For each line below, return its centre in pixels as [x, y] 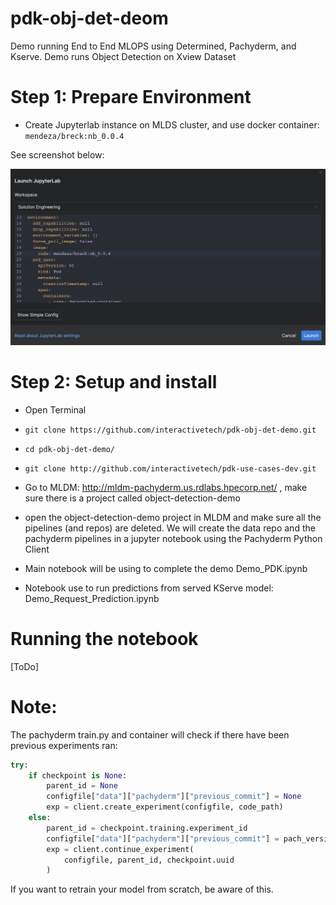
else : [40, 818]
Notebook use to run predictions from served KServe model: [149, 588]
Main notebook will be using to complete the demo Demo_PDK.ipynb [166, 568]
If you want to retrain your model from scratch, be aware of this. [142, 889]
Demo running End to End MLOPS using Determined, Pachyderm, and [153, 46]
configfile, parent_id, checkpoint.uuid [149, 860]
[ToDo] [25, 666]
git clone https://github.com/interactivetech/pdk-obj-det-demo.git [170, 430]
